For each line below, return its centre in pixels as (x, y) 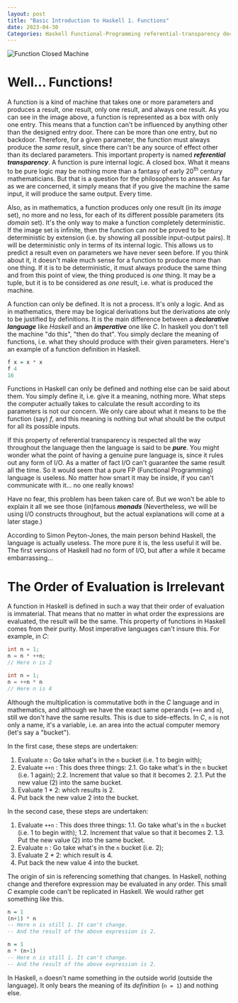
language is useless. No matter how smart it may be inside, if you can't (110, 478)
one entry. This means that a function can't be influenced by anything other (118, 125)
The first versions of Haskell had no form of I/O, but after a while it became (117, 551)
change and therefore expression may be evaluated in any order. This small (117, 884)
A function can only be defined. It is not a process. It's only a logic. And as (116, 304)
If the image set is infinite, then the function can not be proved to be (107, 230)
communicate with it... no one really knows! (71, 486)
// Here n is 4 (30, 688)
